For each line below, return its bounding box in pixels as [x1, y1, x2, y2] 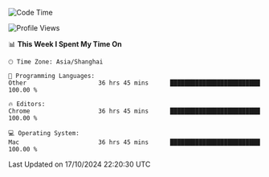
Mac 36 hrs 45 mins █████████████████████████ [8, 138, 261, 146]
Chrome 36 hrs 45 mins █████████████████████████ [8, 107, 261, 115]
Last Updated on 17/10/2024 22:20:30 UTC [8, 159, 151, 169]
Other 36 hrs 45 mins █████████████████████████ [8, 79, 261, 87]
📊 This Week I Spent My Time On [8, 39, 122, 48]
